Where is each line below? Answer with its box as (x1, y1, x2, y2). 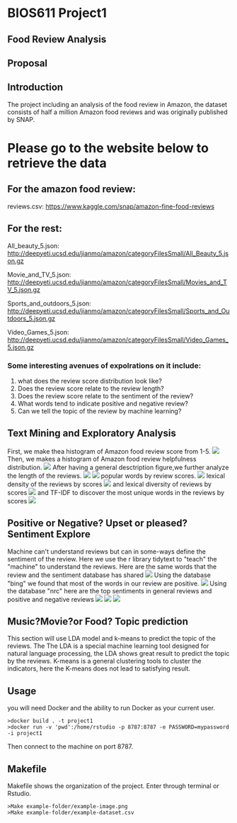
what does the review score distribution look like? (17, 376, 163, 385)
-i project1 (7, 730, 42, 737)
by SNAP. (7, 115, 35, 123)
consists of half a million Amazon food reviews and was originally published (7, 108, 228, 116)
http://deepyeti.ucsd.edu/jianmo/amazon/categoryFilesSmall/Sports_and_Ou (7, 306, 230, 315)
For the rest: (7, 223, 62, 235)
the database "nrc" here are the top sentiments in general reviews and (7, 586, 212, 595)
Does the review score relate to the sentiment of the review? (17, 391, 194, 400)
